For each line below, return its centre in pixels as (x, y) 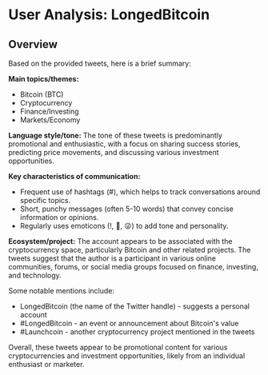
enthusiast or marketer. (46, 364)
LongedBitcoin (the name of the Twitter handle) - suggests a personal (135, 306)
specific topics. (45, 200)
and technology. (35, 275)
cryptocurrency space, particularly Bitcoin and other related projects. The (130, 250)
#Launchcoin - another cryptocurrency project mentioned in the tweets (137, 332)
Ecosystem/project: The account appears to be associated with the (120, 241)
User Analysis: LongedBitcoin (109, 15)
